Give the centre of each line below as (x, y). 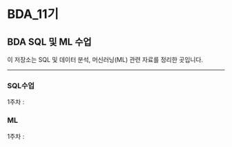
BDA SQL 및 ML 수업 (49, 42)
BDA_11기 (33, 14)
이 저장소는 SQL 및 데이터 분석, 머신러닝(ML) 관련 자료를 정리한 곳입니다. (105, 60)
